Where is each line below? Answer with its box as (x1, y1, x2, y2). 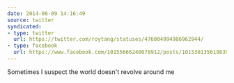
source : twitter (7, 17, 54, 24)
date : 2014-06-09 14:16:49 (7, 10, 86, 17)
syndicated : (7, 23, 42, 30)
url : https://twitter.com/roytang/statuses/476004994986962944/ (13, 36, 204, 43)
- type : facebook (7, 42, 58, 49)
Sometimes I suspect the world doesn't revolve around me (7, 67, 175, 76)
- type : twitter (7, 29, 54, 37)
